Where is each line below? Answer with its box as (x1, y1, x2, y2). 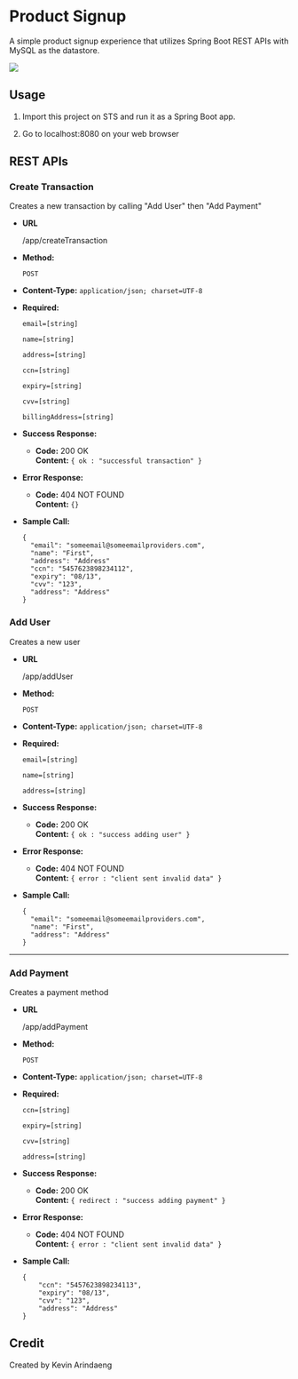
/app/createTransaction (21, 235, 108, 246)
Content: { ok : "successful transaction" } (35, 455, 202, 466)
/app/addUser (21, 671, 74, 682)
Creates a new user (9, 636, 81, 647)
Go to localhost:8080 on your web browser (21, 128, 180, 139)
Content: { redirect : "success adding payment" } (35, 1195, 226, 1206)
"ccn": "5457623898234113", (38, 1281, 142, 1290)
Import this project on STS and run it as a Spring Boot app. (21, 111, 236, 122)
